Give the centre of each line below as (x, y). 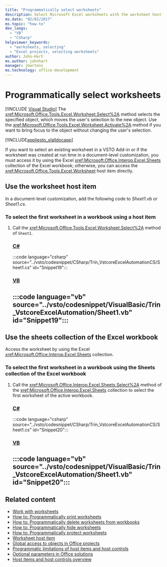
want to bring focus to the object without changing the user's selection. (79, 130)
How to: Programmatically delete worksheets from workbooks (76, 522)
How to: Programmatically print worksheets (57, 517)
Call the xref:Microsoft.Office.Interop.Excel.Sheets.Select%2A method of (87, 385)
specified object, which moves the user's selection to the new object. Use (81, 119)
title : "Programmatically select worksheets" (53, 10)
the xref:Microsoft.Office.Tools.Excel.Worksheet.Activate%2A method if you (83, 125)
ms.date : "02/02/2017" (29, 19)
